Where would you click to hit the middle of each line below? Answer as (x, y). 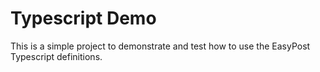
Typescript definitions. (56, 56)
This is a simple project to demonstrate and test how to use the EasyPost (160, 46)
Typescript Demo (83, 18)
